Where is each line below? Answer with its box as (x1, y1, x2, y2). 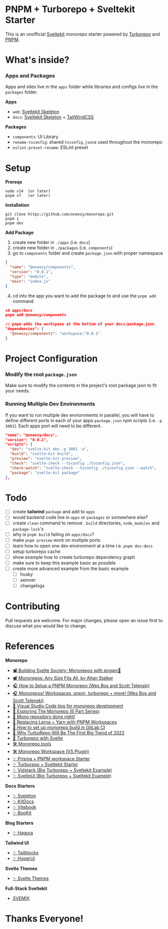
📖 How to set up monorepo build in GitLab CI (12, 724, 105, 731)
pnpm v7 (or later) (5, 193, 51, 198)
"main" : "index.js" (10, 278, 51, 284)
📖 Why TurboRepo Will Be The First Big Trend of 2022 (12, 730, 125, 736)
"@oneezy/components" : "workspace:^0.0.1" (10, 331, 100, 336)
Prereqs (5, 179, 23, 185)
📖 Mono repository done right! (12, 714, 76, 720)
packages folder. (5, 89, 38, 95)
